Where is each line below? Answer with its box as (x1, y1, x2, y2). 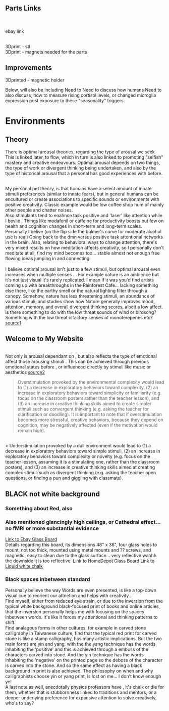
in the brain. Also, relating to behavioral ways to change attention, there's (5, 239, 157, 245)
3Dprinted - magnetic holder (5, 77, 65, 83)
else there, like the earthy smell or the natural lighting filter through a (5, 287, 148, 294)
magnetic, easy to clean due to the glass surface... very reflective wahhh (5, 553, 157, 559)
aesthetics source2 (5, 369, 45, 375)
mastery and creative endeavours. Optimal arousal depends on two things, (5, 159, 160, 165)
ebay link (5, 28, 24, 34)
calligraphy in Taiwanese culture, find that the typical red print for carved (5, 630, 157, 637)
